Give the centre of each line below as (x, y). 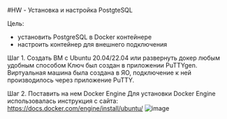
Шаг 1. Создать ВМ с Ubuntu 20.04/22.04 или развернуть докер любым (113, 58)
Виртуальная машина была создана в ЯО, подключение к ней (100, 73)
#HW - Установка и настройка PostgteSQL (70, 10)
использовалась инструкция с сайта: (63, 101)
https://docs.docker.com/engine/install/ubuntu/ (75, 108)
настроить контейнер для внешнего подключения (92, 44)
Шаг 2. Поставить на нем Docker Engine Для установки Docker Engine (111, 94)
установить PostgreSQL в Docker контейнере (85, 37)
